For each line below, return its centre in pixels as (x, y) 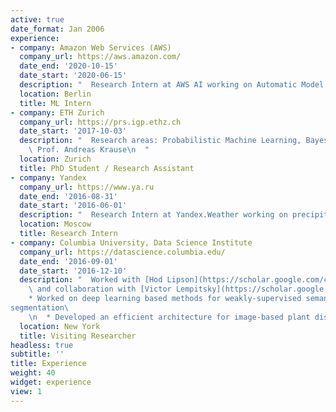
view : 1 (26, 391)
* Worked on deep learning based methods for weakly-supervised (165, 299)
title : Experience (48, 364)
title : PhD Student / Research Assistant (107, 168)
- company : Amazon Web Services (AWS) (91, 47)
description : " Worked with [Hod (91, 280)
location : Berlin (55, 94)
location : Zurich (55, 159)
